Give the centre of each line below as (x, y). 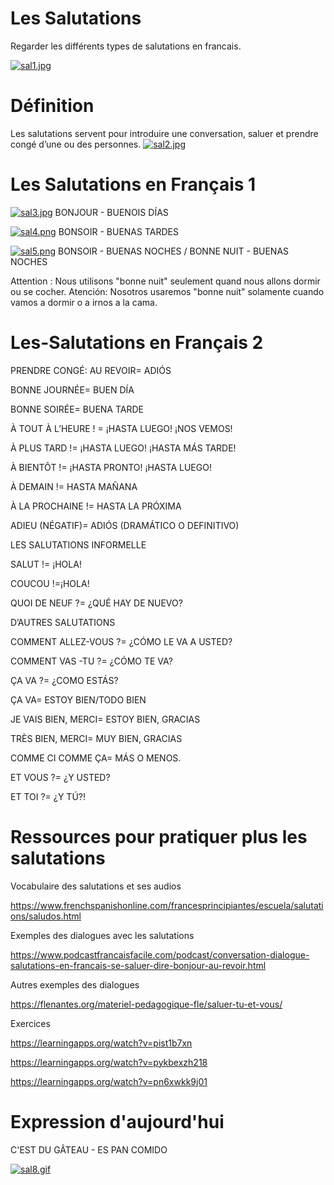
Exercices (30, 1023)
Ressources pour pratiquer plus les (159, 836)
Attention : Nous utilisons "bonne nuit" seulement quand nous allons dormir (165, 281)
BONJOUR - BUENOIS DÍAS (111, 212)
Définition (52, 106)
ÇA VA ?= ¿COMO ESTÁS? (64, 680)
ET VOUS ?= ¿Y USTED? (60, 777)
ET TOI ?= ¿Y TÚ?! (48, 796)
